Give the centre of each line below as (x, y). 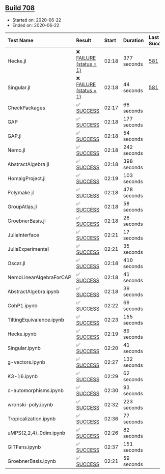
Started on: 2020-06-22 (37, 20)
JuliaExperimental (28, 249)
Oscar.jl (16, 263)
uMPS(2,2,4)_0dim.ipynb (36, 433)
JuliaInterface (23, 235)
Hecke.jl (17, 61)
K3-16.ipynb (23, 376)
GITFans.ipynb (24, 447)
